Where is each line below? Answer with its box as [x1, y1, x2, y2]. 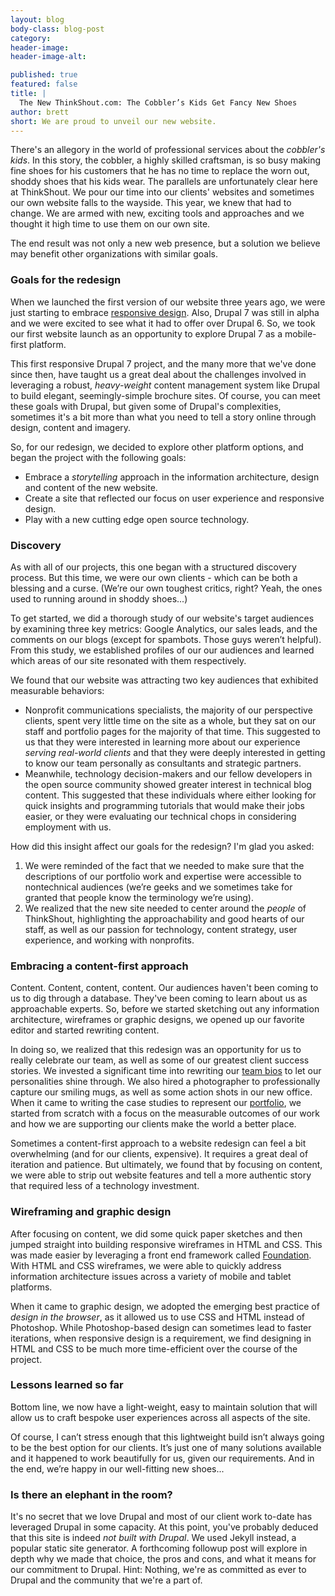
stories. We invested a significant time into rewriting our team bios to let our [10, 1065, 322, 1077]
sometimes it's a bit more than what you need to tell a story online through [10, 411, 317, 423]
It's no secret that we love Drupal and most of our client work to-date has [10, 1511, 313, 1523]
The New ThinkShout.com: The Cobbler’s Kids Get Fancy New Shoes [19, 97, 298, 108]
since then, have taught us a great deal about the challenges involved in [10, 368, 307, 380]
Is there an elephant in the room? [10, 1487, 173, 1501]
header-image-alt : [10, 52, 87, 62]
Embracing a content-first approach [10, 959, 189, 973]
